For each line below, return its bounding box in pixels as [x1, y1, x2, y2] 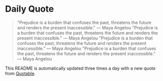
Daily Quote [5, 3, 54, 15]
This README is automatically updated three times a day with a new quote [5, 65, 156, 71]
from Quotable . [5, 70, 36, 76]
